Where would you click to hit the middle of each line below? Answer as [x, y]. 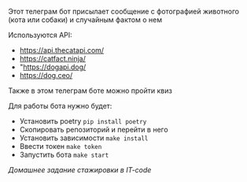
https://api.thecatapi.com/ [62, 50]
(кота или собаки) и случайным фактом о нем [85, 20]
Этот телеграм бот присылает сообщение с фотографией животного [124, 11]
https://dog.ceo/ [46, 75]
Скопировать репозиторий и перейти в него [94, 130]
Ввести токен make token [61, 146]
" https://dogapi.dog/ [53, 67]
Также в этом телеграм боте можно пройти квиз [90, 91]
